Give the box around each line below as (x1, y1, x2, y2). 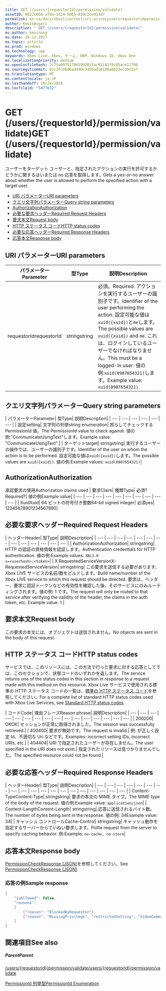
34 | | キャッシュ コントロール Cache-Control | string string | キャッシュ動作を (5, 818, 158, 824)
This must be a (108, 355, 142, 362)
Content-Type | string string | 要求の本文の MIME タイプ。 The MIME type (15, 794, 160, 800)
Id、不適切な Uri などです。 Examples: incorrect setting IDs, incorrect (10, 734, 150, 740)
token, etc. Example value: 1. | (5, 599, 65, 605)
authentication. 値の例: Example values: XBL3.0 (5, 552, 99, 558)
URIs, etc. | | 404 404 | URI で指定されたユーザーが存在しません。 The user (5, 740, 154, 746)
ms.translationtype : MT (5, 72, 54, 77)
